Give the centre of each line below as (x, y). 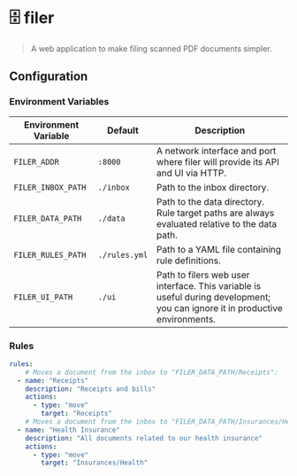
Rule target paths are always (215, 213)
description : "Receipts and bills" (91, 389)
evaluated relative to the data (217, 223)
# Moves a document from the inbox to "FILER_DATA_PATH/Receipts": (152, 372)
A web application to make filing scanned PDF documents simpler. (151, 48)
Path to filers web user (203, 275)
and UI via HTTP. (191, 173)
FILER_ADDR (36, 162)
